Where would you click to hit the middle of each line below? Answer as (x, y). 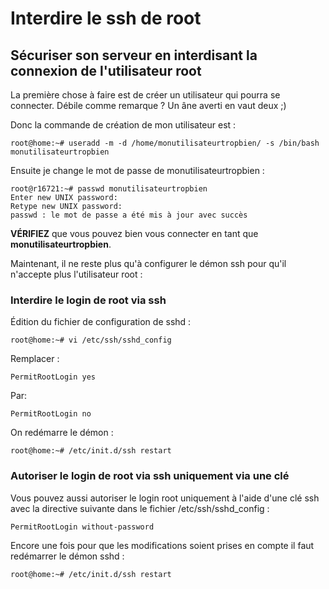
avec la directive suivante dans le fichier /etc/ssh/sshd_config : (140, 508)
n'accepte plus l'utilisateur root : (76, 274)
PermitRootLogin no (51, 414)
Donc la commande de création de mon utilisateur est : (123, 125)
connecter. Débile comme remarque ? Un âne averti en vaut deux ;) (148, 105)
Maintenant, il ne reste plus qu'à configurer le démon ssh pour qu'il (148, 263)
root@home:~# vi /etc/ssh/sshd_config (91, 340)
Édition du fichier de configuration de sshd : (101, 322)
